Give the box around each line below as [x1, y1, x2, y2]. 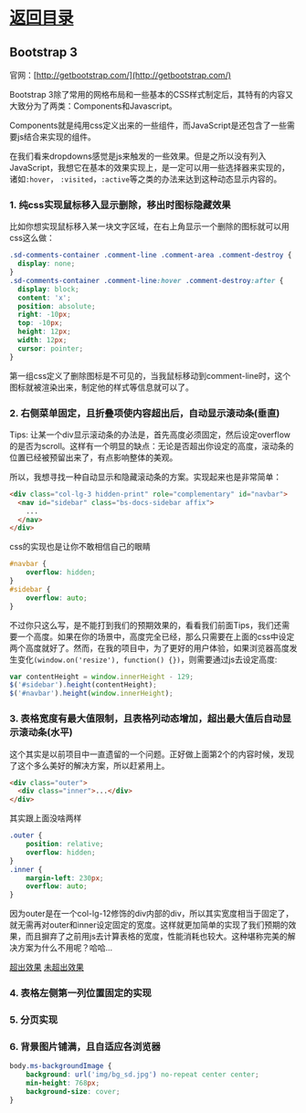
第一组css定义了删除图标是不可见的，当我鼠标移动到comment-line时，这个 [9, 370, 291, 381]
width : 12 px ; [17, 336, 68, 345]
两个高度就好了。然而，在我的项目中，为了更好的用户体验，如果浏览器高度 [9, 642, 290, 653]
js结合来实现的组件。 [16, 131, 96, 142]
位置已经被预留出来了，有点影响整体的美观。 [9, 452, 178, 463]
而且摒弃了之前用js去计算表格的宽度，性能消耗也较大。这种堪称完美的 [25, 931, 288, 942]
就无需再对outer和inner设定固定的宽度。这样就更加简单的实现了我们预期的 [9, 919, 289, 930]
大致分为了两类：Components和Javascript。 [9, 100, 178, 111]
